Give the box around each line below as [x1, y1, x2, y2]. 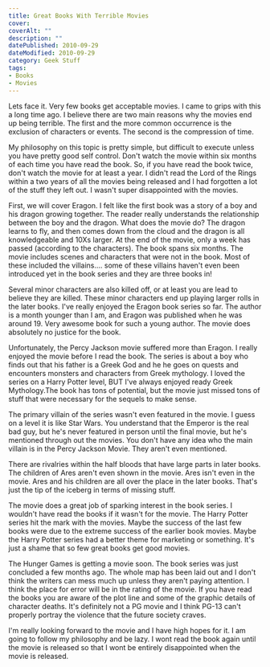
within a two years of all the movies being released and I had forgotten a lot [8, 176, 258, 186]
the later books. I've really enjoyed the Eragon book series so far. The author [8, 301, 262, 311]
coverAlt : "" [8, 27, 52, 35]
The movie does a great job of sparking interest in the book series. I [8, 500, 233, 510]
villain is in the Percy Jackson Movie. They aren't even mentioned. [8, 444, 227, 453]
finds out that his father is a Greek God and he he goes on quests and [8, 359, 239, 370]
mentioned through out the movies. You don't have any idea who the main [8, 435, 253, 444]
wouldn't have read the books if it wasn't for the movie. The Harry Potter [8, 509, 248, 518]
